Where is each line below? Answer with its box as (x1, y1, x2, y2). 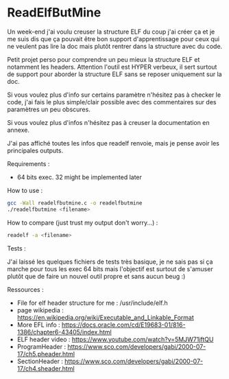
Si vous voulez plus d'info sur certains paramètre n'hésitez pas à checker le (7, 91, 221, 99)
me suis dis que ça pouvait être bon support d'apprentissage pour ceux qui (7, 34, 220, 43)
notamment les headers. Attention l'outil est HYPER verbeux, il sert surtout (7, 62, 217, 71)
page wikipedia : (16, 306, 64, 314)
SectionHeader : (16, 357, 64, 365)
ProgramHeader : (16, 342, 67, 351)
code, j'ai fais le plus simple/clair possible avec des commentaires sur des (7, 97, 217, 106)
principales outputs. (7, 146, 64, 154)
